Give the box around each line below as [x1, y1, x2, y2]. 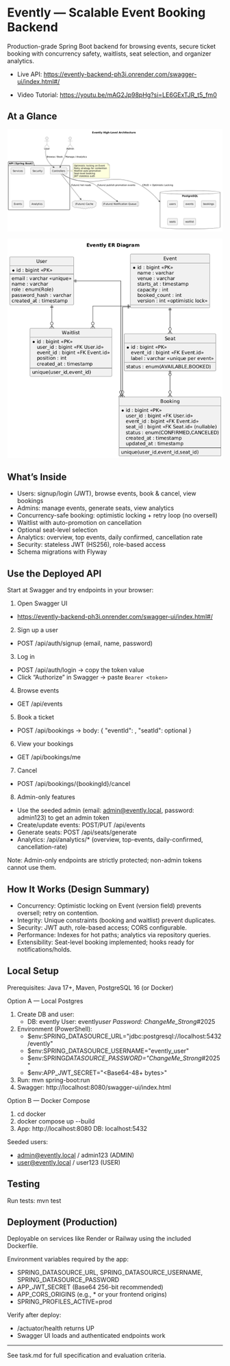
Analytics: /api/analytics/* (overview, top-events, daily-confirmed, [16, 836, 203, 844]
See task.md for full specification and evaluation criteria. [7, 1352, 166, 1360]
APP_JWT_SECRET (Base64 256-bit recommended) [16, 1283, 164, 1291]
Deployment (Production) [7, 1216, 118, 1228]
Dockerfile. [7, 1242, 38, 1250]
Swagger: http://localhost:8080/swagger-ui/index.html [16, 1083, 171, 1091]
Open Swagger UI [16, 599, 68, 607]
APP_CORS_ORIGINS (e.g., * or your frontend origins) [16, 1290, 168, 1299]
